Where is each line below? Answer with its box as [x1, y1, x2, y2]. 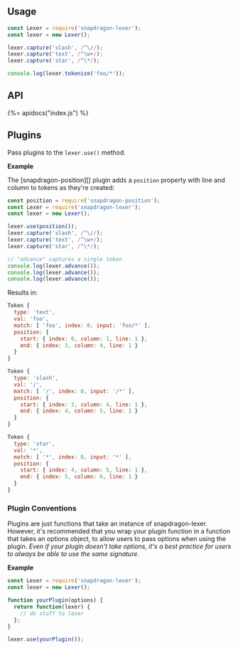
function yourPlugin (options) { [7, 597, 103, 604]
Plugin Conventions [7, 503, 77, 513]
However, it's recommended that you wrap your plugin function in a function [7, 527, 231, 536]
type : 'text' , [13, 309, 55, 316]
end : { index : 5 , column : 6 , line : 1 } [20, 473, 139, 481]
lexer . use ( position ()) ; [7, 223, 78, 230]
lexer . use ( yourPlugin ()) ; [7, 636, 84, 643]
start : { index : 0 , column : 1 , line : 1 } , [20, 335, 148, 342]
